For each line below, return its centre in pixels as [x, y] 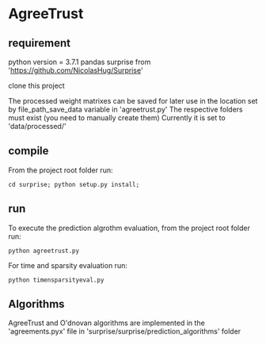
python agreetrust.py [44, 251]
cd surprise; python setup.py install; [74, 184]
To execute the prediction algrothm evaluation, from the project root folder [129, 228]
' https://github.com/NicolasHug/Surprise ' [76, 70]
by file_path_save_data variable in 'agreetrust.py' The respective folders [125, 109]
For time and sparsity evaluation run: [68, 265]
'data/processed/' [37, 126]
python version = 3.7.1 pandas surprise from [80, 62]
